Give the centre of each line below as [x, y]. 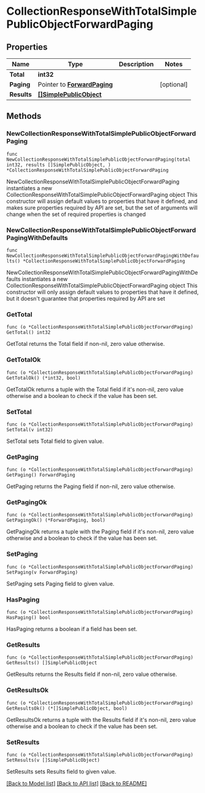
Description [136, 64]
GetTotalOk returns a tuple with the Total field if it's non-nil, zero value [95, 389]
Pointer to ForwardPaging [75, 84]
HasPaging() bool [29, 618]
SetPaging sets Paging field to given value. [60, 583]
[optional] [174, 84]
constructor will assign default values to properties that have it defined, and [102, 201]
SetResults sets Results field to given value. [61, 772]
